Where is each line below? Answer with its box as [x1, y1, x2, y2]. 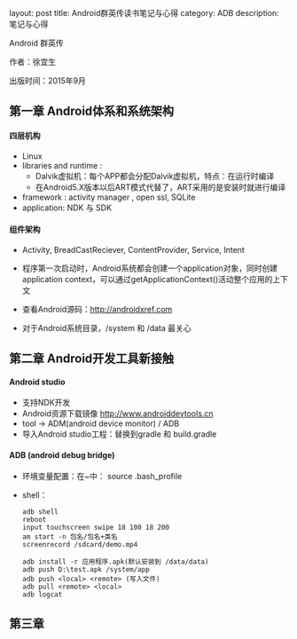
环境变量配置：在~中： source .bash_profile [21, 470, 183, 481]
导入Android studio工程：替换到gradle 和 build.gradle [21, 429, 217, 439]
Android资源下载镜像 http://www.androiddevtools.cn [21, 408, 215, 419]
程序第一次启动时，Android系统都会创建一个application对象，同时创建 [21, 263, 278, 273]
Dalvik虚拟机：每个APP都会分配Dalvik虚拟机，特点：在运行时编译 [35, 170, 275, 181]
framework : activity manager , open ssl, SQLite [21, 192, 196, 202]
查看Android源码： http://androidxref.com [21, 304, 173, 314]
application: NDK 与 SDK [21, 202, 113, 213]
